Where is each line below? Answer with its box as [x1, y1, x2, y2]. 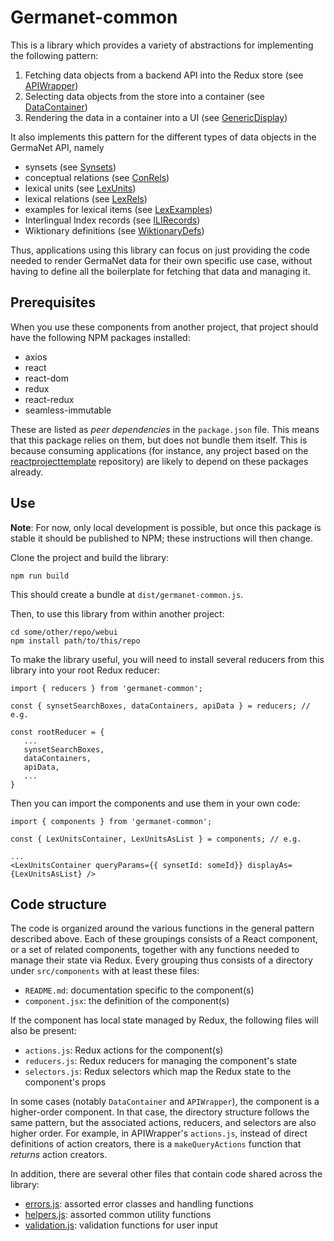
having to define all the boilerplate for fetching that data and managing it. [10, 265, 311, 277]
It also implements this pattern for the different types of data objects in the [10, 131, 317, 143]
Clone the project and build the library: [10, 551, 170, 563]
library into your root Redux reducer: [10, 664, 160, 676]
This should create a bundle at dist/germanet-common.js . [10, 588, 244, 600]
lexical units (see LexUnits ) [24, 182, 137, 194]
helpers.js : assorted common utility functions [24, 1209, 212, 1221]
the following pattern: [10, 49, 99, 61]
